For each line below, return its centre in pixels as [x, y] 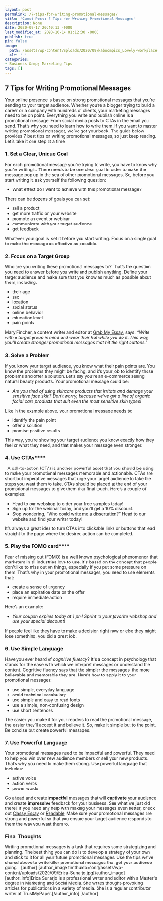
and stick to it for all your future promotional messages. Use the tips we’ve [79, 857]
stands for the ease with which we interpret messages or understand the [78, 664]
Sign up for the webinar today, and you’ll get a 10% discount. [73, 509]
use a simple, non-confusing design [48, 705]
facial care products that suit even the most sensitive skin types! [77, 401]
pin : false [16, 41]
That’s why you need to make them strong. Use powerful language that [76, 763]
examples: [15, 494]
